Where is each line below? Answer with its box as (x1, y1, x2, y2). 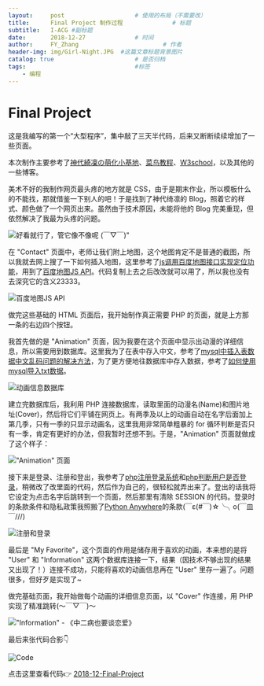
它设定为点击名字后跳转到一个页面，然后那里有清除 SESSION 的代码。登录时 (8, 492, 255, 501)
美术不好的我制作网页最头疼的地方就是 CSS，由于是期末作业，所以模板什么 (8, 184, 251, 194)
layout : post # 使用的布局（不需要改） (8, 11, 207, 20)
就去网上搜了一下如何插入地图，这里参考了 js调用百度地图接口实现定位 (21, 256, 247, 266)
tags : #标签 (8, 63, 151, 71)
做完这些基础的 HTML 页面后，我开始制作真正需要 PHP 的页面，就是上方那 (8, 310, 250, 319)
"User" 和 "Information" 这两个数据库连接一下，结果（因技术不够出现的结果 (8, 555, 251, 564)
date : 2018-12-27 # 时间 (8, 33, 154, 42)
